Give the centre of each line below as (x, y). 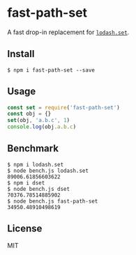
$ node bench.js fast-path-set (53, 201)
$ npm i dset (26, 183)
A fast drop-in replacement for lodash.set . (68, 32)
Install (21, 54)
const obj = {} (29, 114)
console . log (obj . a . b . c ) (42, 127)
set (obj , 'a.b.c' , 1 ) (39, 121)
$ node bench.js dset (39, 189)
